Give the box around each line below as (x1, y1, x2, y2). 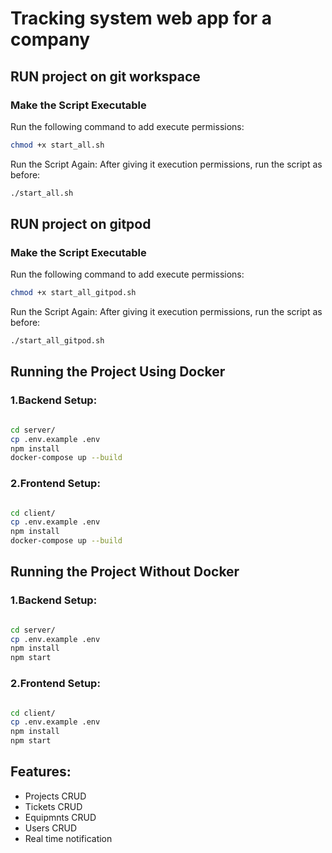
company (10, 28, 91, 51)
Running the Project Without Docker (10, 563, 240, 581)
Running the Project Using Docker (10, 363, 226, 381)
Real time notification (24, 832, 113, 844)
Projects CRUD (24, 790, 87, 802)
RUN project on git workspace (10, 68, 201, 85)
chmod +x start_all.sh (10, 140, 105, 150)
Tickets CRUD (24, 800, 83, 812)
